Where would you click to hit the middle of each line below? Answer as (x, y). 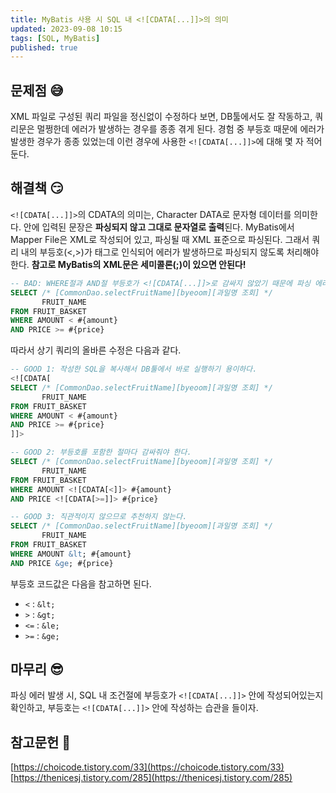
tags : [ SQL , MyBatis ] (55, 38)
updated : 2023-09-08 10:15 (66, 29)
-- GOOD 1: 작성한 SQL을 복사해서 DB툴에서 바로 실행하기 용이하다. (134, 369)
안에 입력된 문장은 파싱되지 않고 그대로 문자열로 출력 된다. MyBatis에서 (159, 227)
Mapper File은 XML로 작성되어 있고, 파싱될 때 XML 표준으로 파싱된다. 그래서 (160, 239)
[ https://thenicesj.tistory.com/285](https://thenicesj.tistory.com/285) (151, 778)
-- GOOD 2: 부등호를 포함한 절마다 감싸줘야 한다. (101, 452)
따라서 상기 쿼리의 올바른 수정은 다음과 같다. (96, 350)
